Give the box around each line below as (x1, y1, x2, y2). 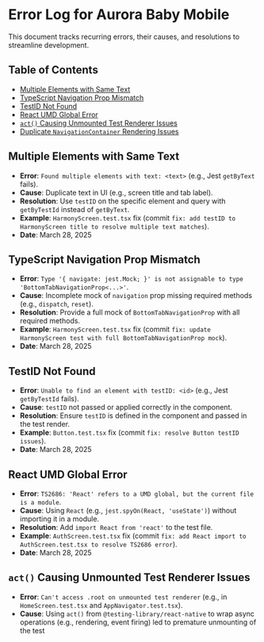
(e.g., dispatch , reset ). (19, 300, 94, 309)
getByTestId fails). (19, 394, 79, 404)
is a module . (19, 497, 62, 506)
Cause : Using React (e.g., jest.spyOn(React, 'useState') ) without (19, 506, 237, 515)
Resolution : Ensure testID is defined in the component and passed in (19, 411, 247, 420)
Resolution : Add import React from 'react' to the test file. (19, 523, 213, 532)
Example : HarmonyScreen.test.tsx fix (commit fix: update (19, 324, 212, 335)
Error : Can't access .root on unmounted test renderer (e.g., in (19, 592, 228, 601)
